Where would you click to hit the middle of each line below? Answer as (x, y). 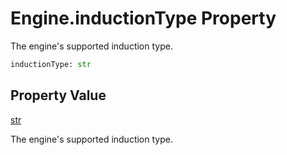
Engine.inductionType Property (143, 18)
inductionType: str (51, 64)
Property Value (58, 95)
